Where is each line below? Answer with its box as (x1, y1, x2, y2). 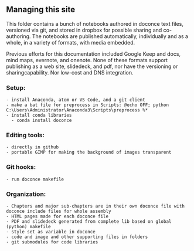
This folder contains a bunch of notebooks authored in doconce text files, (6, 20, 183, 27)
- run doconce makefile (6, 176, 64, 182)
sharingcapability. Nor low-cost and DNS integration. (6, 69, 134, 76)
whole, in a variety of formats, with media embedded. (6, 39, 135, 46)
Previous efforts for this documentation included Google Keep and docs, (6, 50, 181, 57)
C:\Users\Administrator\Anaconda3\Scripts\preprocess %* (6, 107, 148, 113)
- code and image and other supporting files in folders (6, 234, 148, 240)
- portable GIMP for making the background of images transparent (6, 150, 172, 155)
